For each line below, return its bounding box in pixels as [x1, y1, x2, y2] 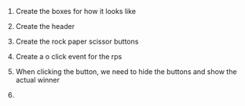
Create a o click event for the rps [15, 52, 122, 61]
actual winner [15, 76, 60, 84]
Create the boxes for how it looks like [15, 7, 136, 16]
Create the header [15, 22, 75, 30]
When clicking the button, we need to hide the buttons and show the [15, 67, 237, 76]
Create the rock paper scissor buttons [15, 37, 139, 46]
